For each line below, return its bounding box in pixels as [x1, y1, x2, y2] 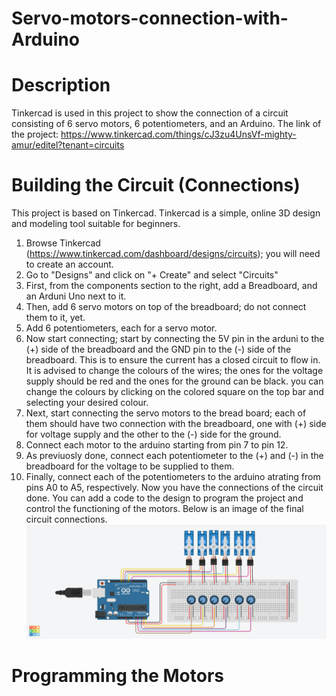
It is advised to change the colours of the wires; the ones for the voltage [25, 365, 324, 377]
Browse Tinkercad [25, 237, 101, 249]
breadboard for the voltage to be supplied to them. [25, 460, 235, 472]
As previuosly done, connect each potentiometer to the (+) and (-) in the [25, 450, 324, 462]
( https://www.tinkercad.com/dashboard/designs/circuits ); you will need [25, 248, 321, 260]
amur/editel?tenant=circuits [11, 139, 125, 151]
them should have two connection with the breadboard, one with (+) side [25, 418, 327, 430]
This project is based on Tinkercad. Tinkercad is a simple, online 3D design [11, 207, 321, 219]
